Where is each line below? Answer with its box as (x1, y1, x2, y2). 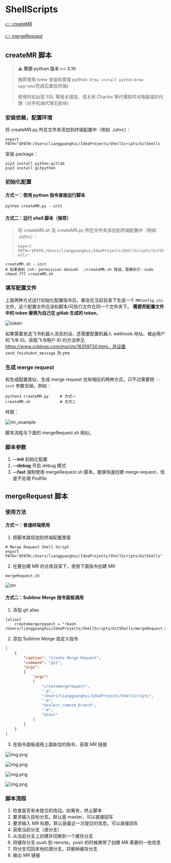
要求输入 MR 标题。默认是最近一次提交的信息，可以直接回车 (12, 820, 138, 826)
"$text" (41, 712, 58, 717)
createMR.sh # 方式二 (5, 399, 76, 404)
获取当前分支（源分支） (12, 826, 62, 832)
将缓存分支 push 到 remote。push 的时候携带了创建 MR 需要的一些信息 (12, 839, 161, 845)
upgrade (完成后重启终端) (17, 83, 69, 89)
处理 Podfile (21, 475, 47, 481)
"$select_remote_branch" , (41, 703, 97, 708)
